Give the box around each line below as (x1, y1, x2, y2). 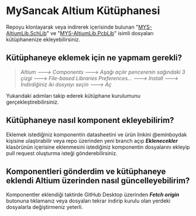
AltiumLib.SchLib (6, 29, 47, 36)
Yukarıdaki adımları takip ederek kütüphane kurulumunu (6, 92, 141, 99)
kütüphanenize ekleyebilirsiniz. (6, 36, 81, 43)
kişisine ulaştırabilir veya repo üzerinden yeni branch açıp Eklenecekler (6, 137, 178, 144)
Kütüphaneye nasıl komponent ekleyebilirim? (6, 115, 174, 125)
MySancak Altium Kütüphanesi (6, 4, 160, 18)
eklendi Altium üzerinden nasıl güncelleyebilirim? (6, 176, 190, 186)
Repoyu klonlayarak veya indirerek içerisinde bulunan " (6, 23, 139, 30)
